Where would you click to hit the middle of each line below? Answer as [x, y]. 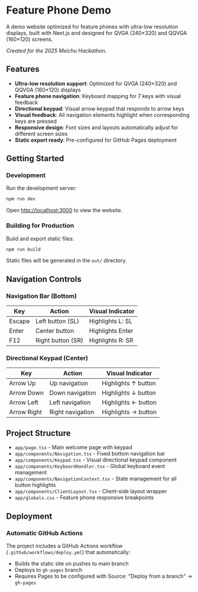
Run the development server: [41, 188]
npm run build [24, 249]
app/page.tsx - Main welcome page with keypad [73, 447]
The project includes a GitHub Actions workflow [64, 546]
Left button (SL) [57, 321]
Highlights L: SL [111, 321]
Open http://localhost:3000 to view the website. [64, 210]
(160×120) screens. [30, 39]
